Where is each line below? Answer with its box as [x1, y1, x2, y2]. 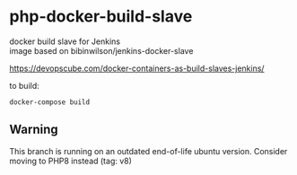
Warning [9, 122, 58, 137]
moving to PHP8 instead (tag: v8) [9, 155, 133, 166]
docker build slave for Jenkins [9, 36, 121, 47]
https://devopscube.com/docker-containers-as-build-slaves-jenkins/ [9, 63, 265, 74]
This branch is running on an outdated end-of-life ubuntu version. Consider [9, 145, 288, 156]
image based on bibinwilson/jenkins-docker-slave [9, 45, 194, 56]
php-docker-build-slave [9, 6, 193, 27]
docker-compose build [9, 97, 91, 107]
